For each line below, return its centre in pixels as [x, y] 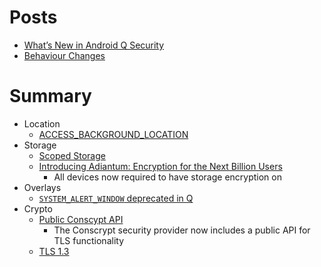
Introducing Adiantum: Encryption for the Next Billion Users [160, 166]
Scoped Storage [72, 155]
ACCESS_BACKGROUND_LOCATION [113, 134]
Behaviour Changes [64, 55]
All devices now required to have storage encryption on [167, 177]
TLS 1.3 [54, 251]
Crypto [38, 208]
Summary [50, 96]
